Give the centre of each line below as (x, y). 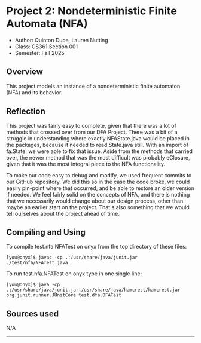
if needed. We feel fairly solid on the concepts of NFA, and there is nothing (98, 194)
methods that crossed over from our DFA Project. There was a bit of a (92, 132)
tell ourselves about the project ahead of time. (63, 213)
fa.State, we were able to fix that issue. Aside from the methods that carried (100, 151)
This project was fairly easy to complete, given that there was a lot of (91, 125)
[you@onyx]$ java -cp (33, 285)
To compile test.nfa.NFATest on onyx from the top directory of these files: (97, 247)
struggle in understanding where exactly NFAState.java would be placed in (98, 138)
